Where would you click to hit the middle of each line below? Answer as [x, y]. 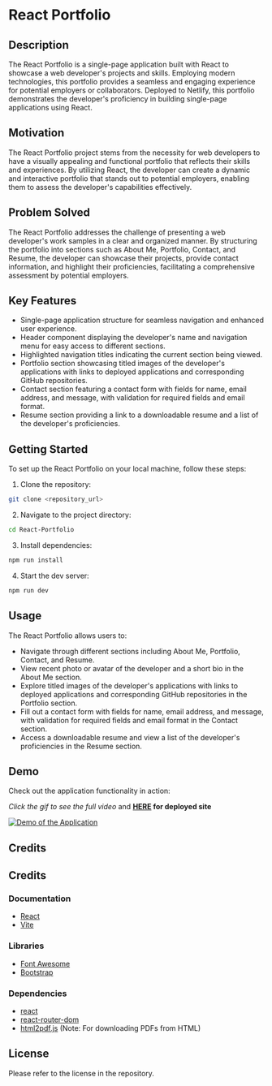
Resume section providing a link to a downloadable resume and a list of [139, 415]
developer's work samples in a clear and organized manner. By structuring [133, 240]
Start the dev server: [54, 575]
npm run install [36, 560]
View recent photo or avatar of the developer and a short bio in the [132, 668]
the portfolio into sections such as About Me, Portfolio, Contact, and [122, 249]
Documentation [40, 899]
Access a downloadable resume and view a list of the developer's [130, 737]
